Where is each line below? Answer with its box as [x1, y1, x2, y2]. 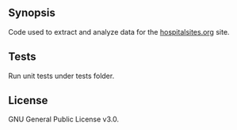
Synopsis [8, 6, 55, 20]
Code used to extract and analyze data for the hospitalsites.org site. [8, 27, 230, 36]
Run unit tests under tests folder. [8, 71, 115, 80]
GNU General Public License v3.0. [8, 114, 119, 124]
